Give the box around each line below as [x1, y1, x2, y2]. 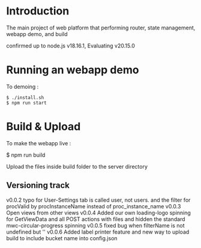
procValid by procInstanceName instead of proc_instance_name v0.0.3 [6, 202, 181, 210]
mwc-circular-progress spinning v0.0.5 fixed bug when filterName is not [6, 222, 185, 229]
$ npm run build [6, 151, 46, 159]
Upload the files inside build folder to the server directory [6, 163, 148, 170]
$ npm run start [6, 100, 47, 106]
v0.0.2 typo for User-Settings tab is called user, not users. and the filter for [6, 196, 191, 204]
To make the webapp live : [6, 139, 71, 147]
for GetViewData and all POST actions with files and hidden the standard [6, 215, 185, 223]
